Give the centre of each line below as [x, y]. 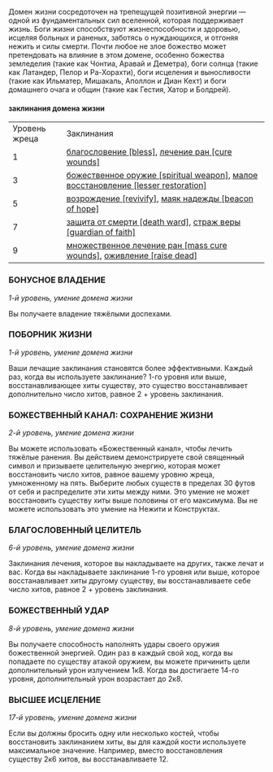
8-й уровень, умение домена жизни [71, 628]
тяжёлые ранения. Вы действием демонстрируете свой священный [127, 457]
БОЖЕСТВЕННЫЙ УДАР [59, 611]
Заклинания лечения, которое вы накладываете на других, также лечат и [136, 564]
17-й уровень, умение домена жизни [72, 717]
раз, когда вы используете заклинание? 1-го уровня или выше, [118, 377]
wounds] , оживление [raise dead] [132, 255]
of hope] [83, 209]
